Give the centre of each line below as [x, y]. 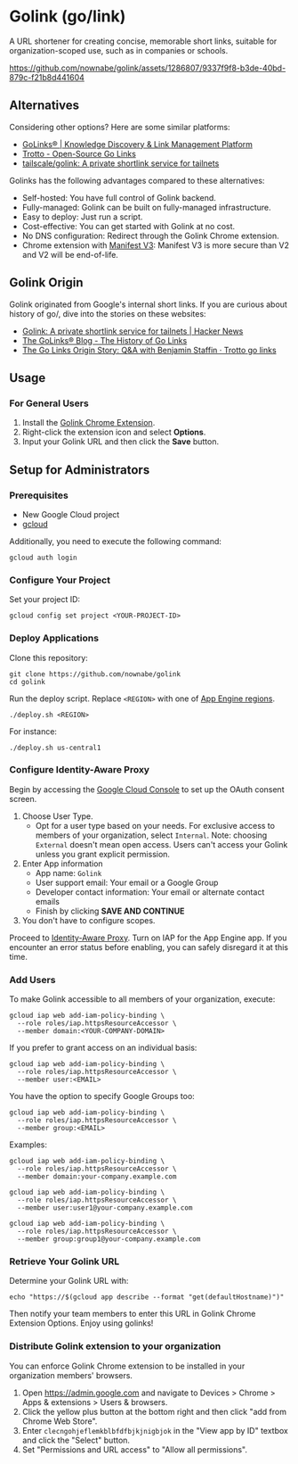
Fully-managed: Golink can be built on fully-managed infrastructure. [146, 207]
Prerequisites [39, 495]
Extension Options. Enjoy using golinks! [81, 1323]
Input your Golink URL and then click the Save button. [121, 442]
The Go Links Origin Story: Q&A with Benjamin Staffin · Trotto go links [149, 350]
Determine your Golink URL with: [69, 1281]
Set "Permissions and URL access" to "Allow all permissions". [134, 1449]
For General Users [49, 403]
